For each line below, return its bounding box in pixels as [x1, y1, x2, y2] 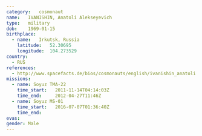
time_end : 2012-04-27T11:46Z [17, 93, 102, 99]
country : [6, 54, 28, 60]
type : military [6, 20, 50, 26]
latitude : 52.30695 [17, 43, 71, 49]
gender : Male [6, 121, 39, 127]
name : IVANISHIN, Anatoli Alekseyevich [6, 14, 112, 20]
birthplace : [6, 31, 36, 37]
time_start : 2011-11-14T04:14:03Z [17, 87, 110, 93]
